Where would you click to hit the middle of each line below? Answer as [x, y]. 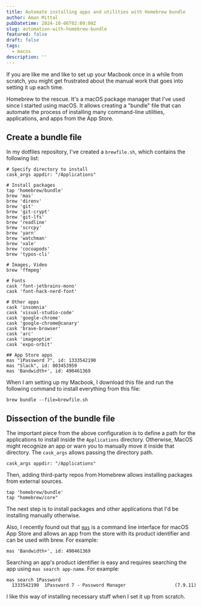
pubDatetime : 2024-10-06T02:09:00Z [51, 23]
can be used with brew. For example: [52, 540]
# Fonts [16, 281]
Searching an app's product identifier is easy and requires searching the [96, 562]
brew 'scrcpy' [24, 228]
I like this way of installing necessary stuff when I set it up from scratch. [96, 597]
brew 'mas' [20, 196]
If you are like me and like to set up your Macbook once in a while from [95, 74]
